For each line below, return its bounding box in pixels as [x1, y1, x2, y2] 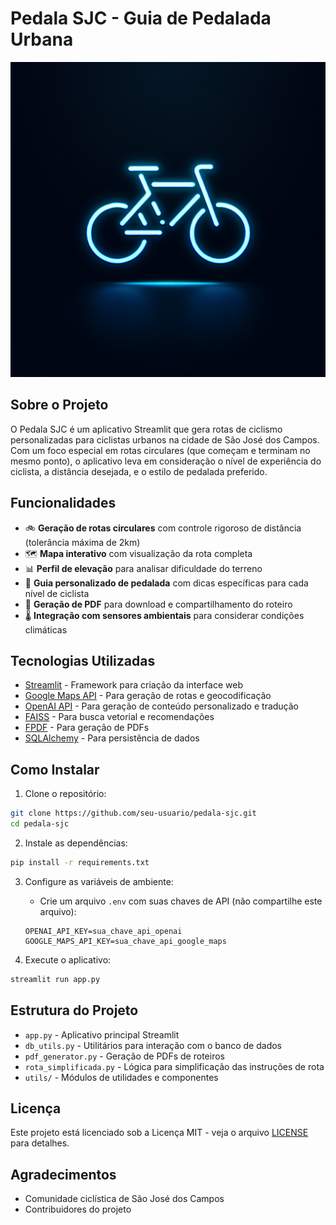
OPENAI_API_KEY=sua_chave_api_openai [24, 926, 183, 936]
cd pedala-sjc [10, 819, 70, 829]
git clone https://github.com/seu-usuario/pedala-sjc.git [10, 808, 257, 819]
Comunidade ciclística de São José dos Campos [24, 1193, 225, 1205]
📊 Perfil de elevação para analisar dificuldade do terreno [24, 562, 263, 574]
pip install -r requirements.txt [10, 857, 150, 867]
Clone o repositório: [24, 788, 107, 800]
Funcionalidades [10, 495, 117, 512]
